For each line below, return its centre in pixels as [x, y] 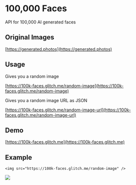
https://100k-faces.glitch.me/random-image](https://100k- [65, 85]
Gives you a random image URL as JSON [46, 100]
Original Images [30, 37]
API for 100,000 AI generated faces [40, 22]
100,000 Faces [36, 9]
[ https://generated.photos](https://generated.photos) [59, 49]
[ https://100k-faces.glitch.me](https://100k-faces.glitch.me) [65, 142]
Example [19, 157]
